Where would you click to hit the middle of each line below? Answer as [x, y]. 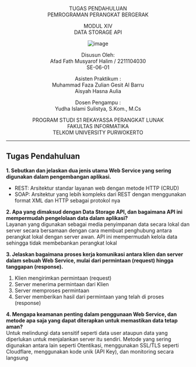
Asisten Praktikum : [98, 79]
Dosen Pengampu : [98, 102]
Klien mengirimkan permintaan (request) [63, 278]
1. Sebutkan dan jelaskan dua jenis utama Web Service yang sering [89, 170]
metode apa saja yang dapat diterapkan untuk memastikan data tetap [92, 320]
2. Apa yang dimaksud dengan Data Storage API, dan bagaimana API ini [94, 212]
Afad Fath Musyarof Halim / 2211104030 [98, 61]
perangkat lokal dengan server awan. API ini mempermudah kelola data [92, 236]
